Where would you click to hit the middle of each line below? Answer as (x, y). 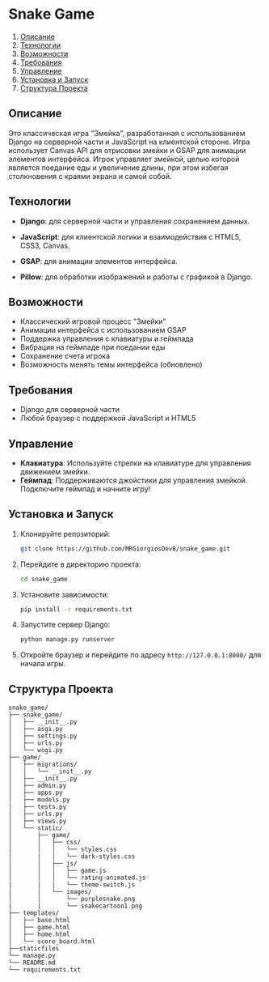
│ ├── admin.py (38, 786)
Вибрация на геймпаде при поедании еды (92, 347)
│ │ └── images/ (50, 892)
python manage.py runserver (67, 640)
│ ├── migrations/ (43, 765)
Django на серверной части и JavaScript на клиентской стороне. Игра (129, 142)
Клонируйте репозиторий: (65, 534)
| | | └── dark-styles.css (72, 857)
